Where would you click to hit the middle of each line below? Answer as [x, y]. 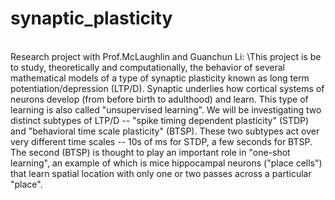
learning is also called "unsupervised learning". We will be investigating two [166, 109]
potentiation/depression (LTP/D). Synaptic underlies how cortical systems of [167, 88]
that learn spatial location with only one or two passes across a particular [161, 173]
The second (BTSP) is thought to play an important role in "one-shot [150, 152]
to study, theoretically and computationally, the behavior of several [147, 67]
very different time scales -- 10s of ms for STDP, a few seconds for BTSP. [161, 141]
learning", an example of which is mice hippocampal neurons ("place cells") [166, 163]
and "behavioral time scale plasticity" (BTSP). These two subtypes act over [165, 131]
